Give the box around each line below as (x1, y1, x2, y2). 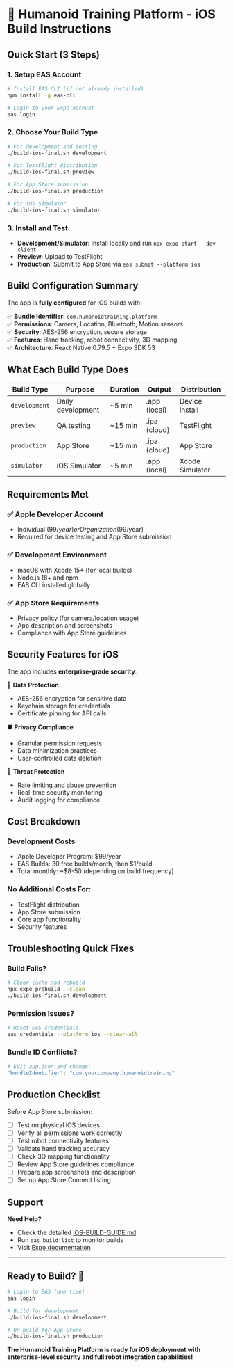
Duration (110, 384, 140, 394)
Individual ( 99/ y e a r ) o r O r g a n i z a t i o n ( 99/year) (17, 525, 144, 534)
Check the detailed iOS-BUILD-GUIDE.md (17, 1228, 137, 1237)
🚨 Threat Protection (7, 767, 65, 775)
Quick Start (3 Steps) (7, 49, 101, 61)
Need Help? (7, 1215, 42, 1223)
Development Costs (7, 836, 76, 846)
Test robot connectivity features (17, 1137, 110, 1145)
